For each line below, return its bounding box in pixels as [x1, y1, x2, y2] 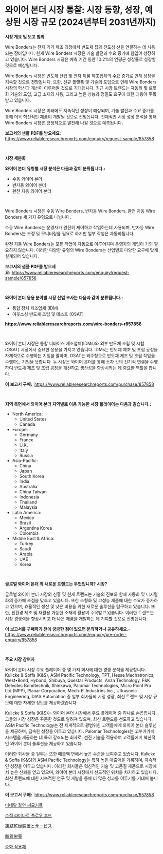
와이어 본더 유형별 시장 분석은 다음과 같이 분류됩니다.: [5, 166, 106, 171]
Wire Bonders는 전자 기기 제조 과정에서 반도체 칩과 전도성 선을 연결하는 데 [5, 44, 146, 50]
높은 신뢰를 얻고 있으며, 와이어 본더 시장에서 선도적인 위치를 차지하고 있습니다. [10, 769, 158, 775]
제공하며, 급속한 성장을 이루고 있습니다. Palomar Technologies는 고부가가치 [10, 728, 155, 734]
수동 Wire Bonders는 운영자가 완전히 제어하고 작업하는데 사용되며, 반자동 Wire [5, 224, 155, 230]
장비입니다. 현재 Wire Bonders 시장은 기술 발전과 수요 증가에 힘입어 [14, 50, 143, 56]
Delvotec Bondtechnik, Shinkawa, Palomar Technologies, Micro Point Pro [5, 682, 152, 688]
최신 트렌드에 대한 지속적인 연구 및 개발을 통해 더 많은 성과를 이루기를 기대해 [5, 775, 149, 781]
